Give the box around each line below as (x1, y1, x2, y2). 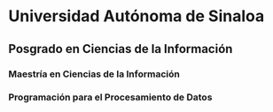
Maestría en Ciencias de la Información (8, 68, 181, 80)
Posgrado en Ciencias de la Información (8, 41, 233, 56)
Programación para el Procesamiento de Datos (8, 91, 213, 103)
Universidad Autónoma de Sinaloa (8, 6, 265, 26)
